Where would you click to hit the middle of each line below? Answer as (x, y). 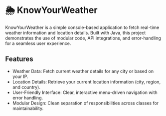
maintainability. (28, 108)
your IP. (20, 76)
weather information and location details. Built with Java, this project (76, 32)
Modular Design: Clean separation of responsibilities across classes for (85, 103)
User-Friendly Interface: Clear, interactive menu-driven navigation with (85, 92)
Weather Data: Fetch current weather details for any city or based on (83, 71)
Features (19, 59)
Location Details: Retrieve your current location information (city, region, (86, 81)
